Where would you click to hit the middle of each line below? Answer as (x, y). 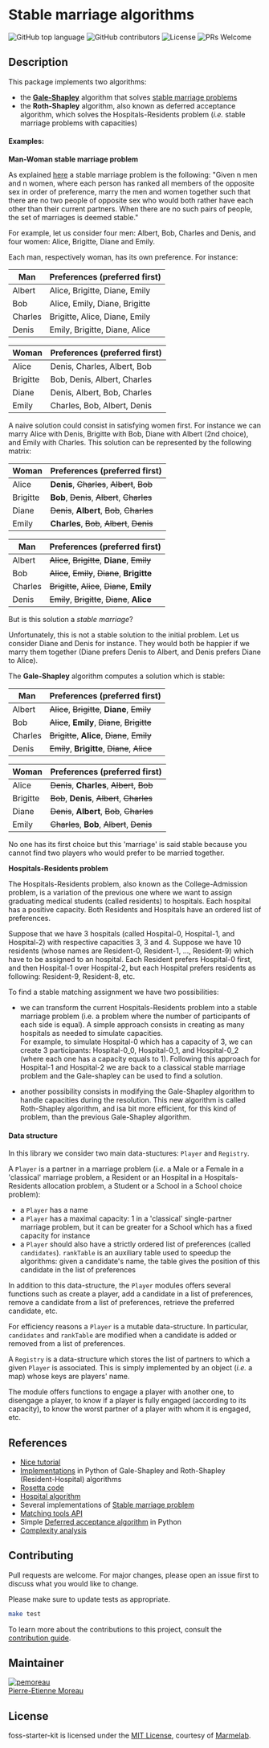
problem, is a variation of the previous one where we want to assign (120, 892)
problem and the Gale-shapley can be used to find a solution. (121, 1075)
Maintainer (36, 1663)
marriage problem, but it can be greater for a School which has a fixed (136, 1227)
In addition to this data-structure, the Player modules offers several (120, 1285)
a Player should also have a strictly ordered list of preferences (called (135, 1244)
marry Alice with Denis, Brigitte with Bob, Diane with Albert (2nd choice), (128, 434)
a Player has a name (54, 1210)
